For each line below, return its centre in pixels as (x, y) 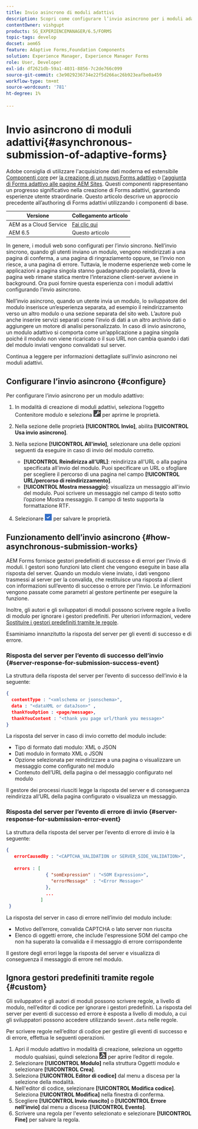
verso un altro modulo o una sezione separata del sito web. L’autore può (94, 314)
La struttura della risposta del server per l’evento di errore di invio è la (90, 832)
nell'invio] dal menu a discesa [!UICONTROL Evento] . (80, 1107)
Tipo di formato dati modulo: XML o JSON (65, 747)
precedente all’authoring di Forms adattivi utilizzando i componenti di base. (97, 202)
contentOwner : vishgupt (35, 25)
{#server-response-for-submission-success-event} (83, 663)
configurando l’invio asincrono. (44, 290)
